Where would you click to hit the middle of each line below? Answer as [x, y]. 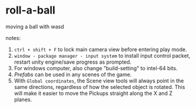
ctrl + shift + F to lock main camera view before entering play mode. [100, 49]
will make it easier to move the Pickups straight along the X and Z [93, 93]
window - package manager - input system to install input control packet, [102, 55]
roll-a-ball [30, 10]
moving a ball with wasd [35, 27]
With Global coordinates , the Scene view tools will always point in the [99, 81]
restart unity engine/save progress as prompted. [73, 62]
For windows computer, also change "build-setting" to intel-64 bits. [96, 68]
